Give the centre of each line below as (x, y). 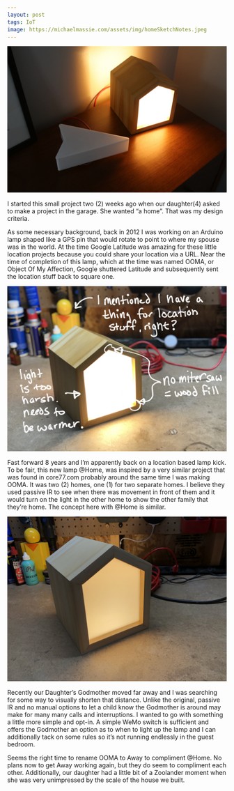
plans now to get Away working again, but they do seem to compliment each (117, 765)
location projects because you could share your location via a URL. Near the (116, 254)
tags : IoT (22, 22)
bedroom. (21, 744)
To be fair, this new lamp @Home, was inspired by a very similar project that (116, 470)
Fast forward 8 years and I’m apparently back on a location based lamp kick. (117, 462)
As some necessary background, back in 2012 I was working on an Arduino (115, 232)
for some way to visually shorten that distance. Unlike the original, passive (114, 700)
